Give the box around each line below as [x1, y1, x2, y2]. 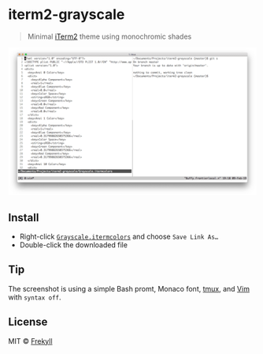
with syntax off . [8, 292, 61, 302]
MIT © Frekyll [8, 336, 53, 345]
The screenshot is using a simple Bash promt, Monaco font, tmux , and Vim [8, 284, 250, 293]
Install [8, 211, 39, 224]
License [8, 315, 48, 329]
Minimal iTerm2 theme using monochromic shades [27, 32, 192, 41]
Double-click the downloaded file [19, 240, 128, 250]
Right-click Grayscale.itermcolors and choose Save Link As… [19, 232, 219, 241]
